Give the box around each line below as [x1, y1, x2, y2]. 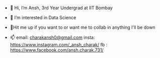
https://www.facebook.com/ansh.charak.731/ [10, 47, 104, 53]
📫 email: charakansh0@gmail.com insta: [10, 34, 95, 40]
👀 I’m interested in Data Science [10, 15, 76, 20]
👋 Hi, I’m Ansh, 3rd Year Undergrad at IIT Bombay [10, 5, 113, 11]
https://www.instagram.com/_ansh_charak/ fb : [10, 42, 108, 47]
